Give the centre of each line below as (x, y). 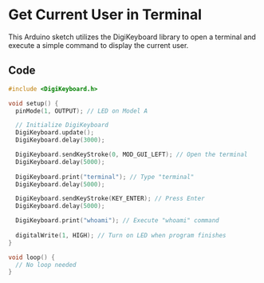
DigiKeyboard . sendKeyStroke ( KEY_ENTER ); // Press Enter (110, 199)
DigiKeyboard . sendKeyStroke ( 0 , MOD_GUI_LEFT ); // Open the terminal (132, 154)
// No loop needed (46, 265)
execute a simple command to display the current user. (99, 45)
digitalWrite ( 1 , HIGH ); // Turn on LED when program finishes (121, 235)
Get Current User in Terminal (105, 15)
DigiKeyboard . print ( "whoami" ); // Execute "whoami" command (117, 221)
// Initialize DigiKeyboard (62, 126)
